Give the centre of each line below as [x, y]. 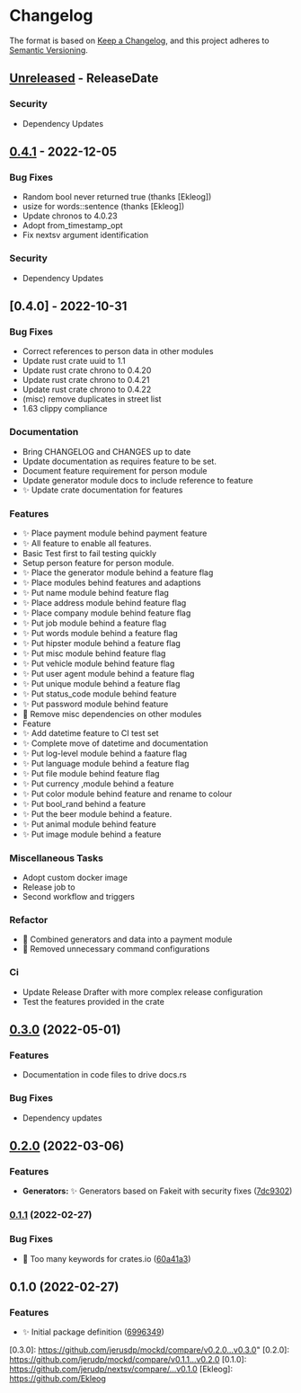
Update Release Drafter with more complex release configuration [142, 992]
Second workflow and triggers [79, 897]
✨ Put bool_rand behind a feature [84, 803]
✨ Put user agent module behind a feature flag [108, 673]
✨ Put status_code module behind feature [99, 694]
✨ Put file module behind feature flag [91, 773]
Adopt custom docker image [75, 878]
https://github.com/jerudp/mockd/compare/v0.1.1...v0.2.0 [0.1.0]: [128, 1360]
